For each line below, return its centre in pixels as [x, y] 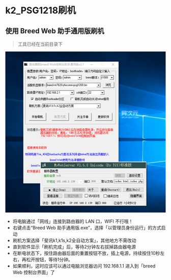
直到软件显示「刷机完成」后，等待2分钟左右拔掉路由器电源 [74, 247]
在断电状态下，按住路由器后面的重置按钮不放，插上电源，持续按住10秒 [86, 253]
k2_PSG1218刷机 [41, 10]
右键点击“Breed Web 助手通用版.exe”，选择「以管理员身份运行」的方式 [87, 228]
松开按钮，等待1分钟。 [49, 260]
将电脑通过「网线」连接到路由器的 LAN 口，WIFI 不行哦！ [73, 221]
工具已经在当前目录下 [40, 44]
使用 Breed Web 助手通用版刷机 [55, 31]
